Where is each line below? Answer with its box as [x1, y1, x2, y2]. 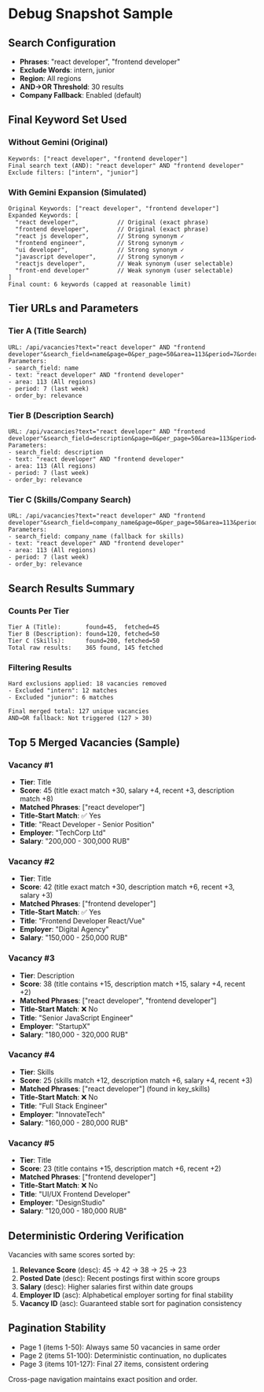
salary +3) [19, 891, 53, 900]
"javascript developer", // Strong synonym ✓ [15, 253, 185, 261]
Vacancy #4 [8, 1049, 55, 1060]
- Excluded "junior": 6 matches [8, 694, 114, 702]
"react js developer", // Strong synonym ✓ [15, 232, 185, 240]
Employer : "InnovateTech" [19, 1109, 106, 1119]
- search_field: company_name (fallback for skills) [8, 533, 185, 540]
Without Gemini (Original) [8, 137, 108, 148]
